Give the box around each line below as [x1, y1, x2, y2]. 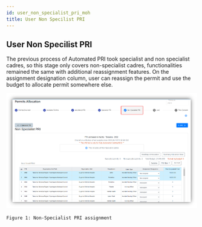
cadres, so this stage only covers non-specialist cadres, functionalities [6, 62, 183, 69]
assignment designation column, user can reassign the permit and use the [6, 74, 191, 82]
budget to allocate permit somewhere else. [6, 81, 113, 88]
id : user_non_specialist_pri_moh [6, 10, 91, 16]
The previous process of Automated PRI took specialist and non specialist [6, 55, 190, 63]
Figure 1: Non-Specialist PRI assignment [6, 215, 112, 221]
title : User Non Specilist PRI [6, 16, 85, 22]
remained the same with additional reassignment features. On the [6, 68, 169, 76]
